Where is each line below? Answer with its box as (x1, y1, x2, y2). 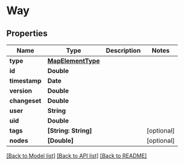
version (9, 86, 33, 95)
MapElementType (47, 56, 100, 65)
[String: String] (47, 126, 92, 135)
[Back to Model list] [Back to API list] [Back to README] (6, 152, 147, 159)
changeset (9, 96, 42, 105)
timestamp (9, 77, 42, 85)
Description (105, 47, 141, 55)
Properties (6, 28, 48, 39)
